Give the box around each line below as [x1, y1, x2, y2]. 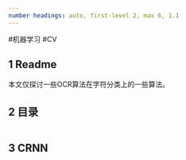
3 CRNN [8, 141, 48, 154]
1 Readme [8, 58, 57, 71]
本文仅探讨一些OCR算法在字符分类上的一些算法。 [8, 80, 169, 90]
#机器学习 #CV [8, 34, 57, 44]
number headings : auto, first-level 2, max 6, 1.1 [8, 11, 180, 20]
